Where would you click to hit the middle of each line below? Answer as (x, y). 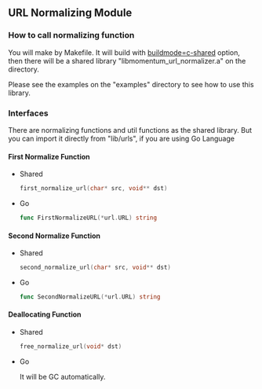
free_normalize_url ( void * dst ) (71, 347)
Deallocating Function (45, 314)
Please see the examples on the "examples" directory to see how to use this (131, 84)
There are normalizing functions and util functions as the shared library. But (130, 130)
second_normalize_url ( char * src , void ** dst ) (95, 268)
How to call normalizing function (71, 35)
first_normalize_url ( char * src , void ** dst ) (93, 189)
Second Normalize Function (54, 236)
